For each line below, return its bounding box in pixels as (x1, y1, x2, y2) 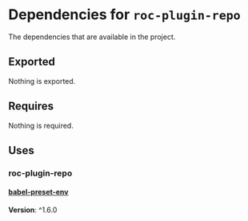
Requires (8, 100, 54, 113)
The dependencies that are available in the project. (8, 32, 176, 41)
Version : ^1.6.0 (8, 205, 58, 215)
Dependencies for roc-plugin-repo (8, 6, 242, 24)
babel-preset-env (8, 187, 69, 197)
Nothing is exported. (8, 76, 76, 85)
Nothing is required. (8, 120, 74, 130)
